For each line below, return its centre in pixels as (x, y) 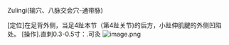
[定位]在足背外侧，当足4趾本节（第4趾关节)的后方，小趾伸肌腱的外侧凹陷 (114, 25)
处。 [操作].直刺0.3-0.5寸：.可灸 (54, 34)
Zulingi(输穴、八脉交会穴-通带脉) (55, 10)
